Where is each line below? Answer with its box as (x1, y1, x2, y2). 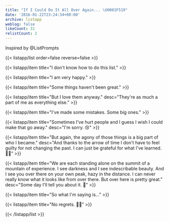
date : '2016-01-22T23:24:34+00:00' (5, 12, 80, 17)
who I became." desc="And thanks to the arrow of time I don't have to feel (5, 140, 160, 145)
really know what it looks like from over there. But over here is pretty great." (5, 176, 163, 182)
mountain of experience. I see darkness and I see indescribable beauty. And (5, 166, 164, 171)
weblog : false (5, 21, 35, 27)
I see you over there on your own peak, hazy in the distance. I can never (5, 171, 156, 177)
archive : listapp (5, 17, 42, 22)
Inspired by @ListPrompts (5, 45, 59, 51)
